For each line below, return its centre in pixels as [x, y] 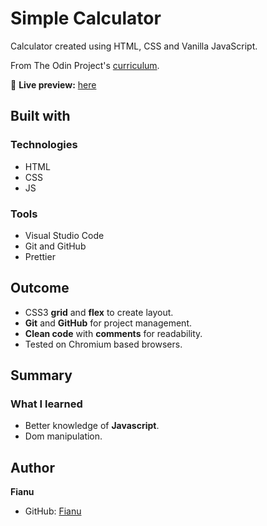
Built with [40, 116]
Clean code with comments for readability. [113, 333]
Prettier [40, 256]
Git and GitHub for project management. [108, 323]
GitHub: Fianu [53, 511]
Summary [41, 375]
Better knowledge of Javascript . [92, 426]
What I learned [46, 404]
